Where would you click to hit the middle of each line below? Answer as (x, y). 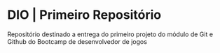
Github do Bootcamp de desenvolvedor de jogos (77, 41)
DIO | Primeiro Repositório (84, 15)
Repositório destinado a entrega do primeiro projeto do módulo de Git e (110, 34)
